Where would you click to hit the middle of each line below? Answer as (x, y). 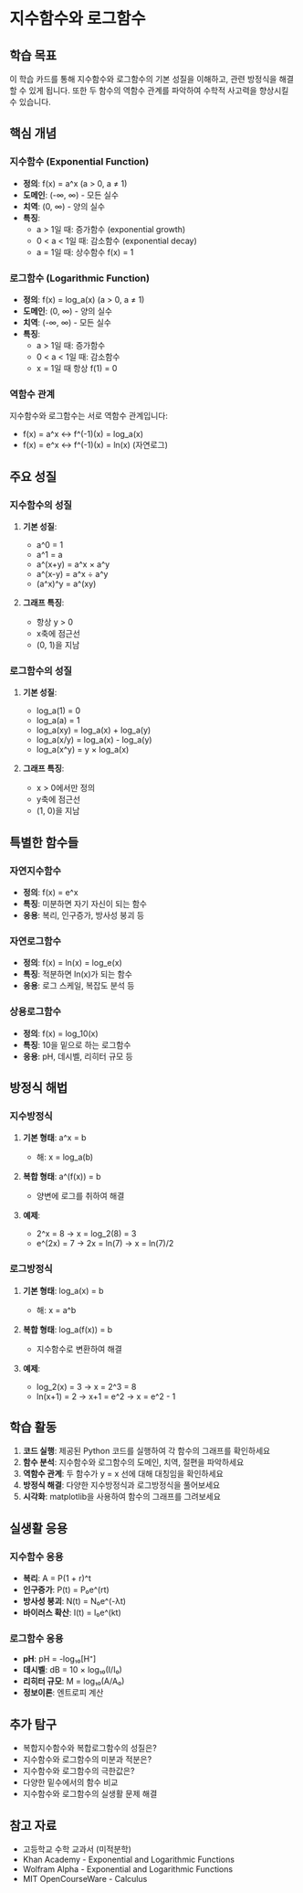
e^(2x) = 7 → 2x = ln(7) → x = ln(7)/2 (105, 1244)
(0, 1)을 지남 (58, 645)
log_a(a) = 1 (58, 721)
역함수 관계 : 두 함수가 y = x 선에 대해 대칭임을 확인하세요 (123, 1474)
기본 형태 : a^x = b (54, 1138)
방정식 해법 (39, 1088)
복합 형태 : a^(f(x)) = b (62, 1177)
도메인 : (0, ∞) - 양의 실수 (67, 311)
